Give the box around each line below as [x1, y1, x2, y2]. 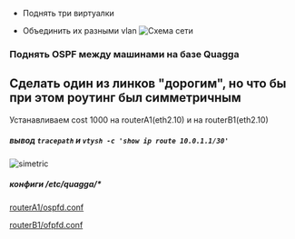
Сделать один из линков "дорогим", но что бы [9, 76, 287, 92]
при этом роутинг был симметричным [9, 90, 242, 105]
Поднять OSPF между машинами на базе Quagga [9, 47, 240, 60]
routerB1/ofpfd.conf [9, 219, 84, 230]
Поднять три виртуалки [22, 8, 115, 18]
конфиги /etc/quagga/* [9, 179, 102, 190]
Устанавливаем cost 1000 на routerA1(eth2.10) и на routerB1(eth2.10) [9, 114, 270, 125]
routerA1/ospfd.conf [9, 202, 84, 213]
